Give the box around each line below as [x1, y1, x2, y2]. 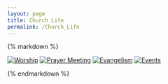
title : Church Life [7, 17, 64, 24]
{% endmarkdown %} [7, 69, 70, 78]
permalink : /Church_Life [7, 23, 80, 30]
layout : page [7, 10, 45, 17]
